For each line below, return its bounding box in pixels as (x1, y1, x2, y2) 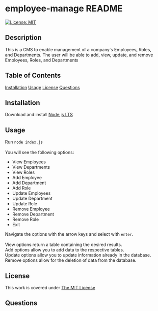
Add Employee (12, 175, 42, 181)
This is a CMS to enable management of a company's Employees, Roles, (5, 46, 151, 52)
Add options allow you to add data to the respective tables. (5, 247, 124, 253)
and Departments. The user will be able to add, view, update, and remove (5, 52, 153, 58)
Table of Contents (5, 71, 61, 80)
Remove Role (12, 217, 39, 222)
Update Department (12, 195, 53, 202)
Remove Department (12, 211, 54, 217)
